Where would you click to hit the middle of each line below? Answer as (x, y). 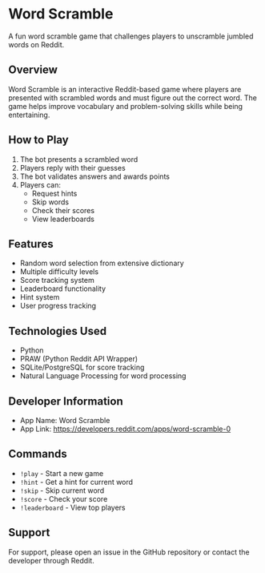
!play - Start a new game (62, 473)
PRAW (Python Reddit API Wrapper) (79, 359)
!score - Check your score (64, 498)
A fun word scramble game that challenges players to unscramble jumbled (131, 36)
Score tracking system (57, 280)
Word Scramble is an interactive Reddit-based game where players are (125, 89)
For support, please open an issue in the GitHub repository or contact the (129, 552)
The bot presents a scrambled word (79, 159)
